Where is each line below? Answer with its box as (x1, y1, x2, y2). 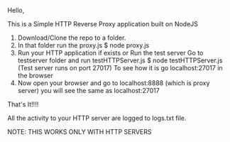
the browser (17, 71, 53, 80)
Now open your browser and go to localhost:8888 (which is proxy (17, 79, 210, 87)
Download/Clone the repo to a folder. (17, 33, 126, 42)
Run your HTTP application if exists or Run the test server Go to (17, 49, 204, 57)
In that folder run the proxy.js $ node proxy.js (17, 41, 150, 49)
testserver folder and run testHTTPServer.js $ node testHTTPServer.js (17, 56, 223, 65)
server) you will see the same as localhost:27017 (17, 87, 160, 94)
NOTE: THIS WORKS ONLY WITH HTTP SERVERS (7, 128, 152, 136)
